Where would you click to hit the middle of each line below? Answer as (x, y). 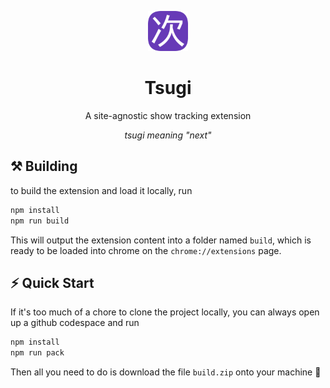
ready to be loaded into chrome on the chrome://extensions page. (146, 250)
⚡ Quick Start (52, 282)
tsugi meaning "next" (168, 135)
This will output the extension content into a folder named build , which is (161, 240)
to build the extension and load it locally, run (101, 190)
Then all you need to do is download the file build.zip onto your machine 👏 (166, 372)
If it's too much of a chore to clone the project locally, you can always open (165, 312)
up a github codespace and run (75, 323)
